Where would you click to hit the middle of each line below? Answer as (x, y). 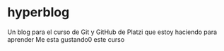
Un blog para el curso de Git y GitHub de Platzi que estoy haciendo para (112, 32)
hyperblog (39, 12)
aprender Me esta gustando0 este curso (66, 39)
